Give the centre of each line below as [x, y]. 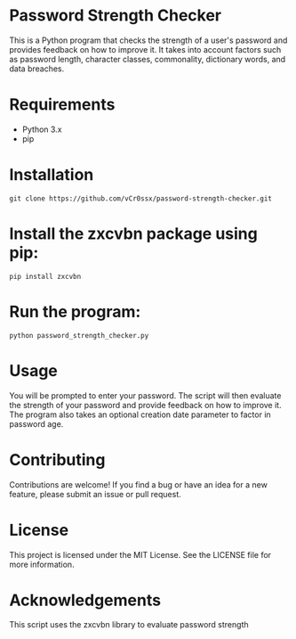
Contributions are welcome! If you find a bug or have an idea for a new [139, 484]
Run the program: [75, 311]
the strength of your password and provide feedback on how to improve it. [145, 405]
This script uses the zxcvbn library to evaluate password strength [129, 625]
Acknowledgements [85, 600]
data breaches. [37, 69]
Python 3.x [42, 129]
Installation [52, 175]
